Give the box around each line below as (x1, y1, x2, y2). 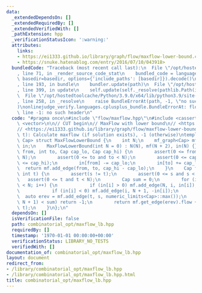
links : (17, 48, 34, 54)
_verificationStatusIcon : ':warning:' (11, 37, 109, 43)
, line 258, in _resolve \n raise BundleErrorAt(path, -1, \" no (17, 98, 187, 104)
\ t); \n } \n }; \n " (17, 205, 69, 211)
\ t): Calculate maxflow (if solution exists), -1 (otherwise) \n (17, 132, 185, 138)
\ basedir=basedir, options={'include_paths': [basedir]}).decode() (17, 76, 192, 82)
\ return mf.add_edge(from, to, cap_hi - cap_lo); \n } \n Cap (17, 165, 192, 171)
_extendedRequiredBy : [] (11, 20, 74, 26)
